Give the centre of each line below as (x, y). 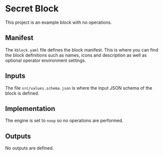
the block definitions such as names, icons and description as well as (76, 55)
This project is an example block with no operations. (59, 22)
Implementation (30, 109)
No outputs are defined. (30, 148)
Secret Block (32, 9)
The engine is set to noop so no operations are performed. (64, 121)
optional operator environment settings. (45, 60)
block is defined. (22, 93)
